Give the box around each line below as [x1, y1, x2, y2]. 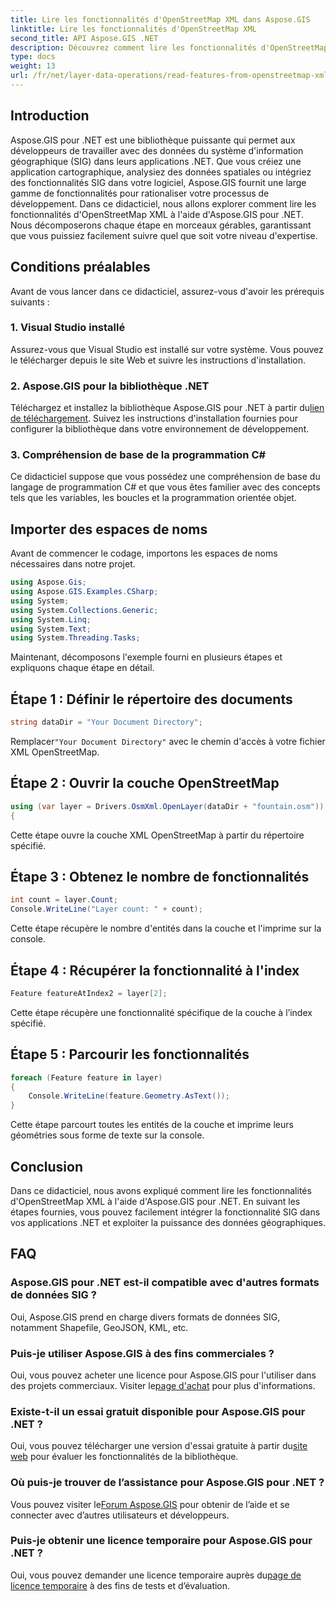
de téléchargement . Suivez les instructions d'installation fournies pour [10, 412, 299, 425]
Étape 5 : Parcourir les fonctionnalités [10, 1046, 250, 1063]
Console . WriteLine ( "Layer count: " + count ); [10, 904, 203, 915]
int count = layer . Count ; [10, 895, 118, 905]
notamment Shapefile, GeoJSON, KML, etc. [10, 1321, 189, 1333]
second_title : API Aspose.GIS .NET [10, 33, 159, 43]
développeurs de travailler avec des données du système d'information [10, 144, 304, 156]
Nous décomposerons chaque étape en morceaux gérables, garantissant [10, 219, 312, 231]
